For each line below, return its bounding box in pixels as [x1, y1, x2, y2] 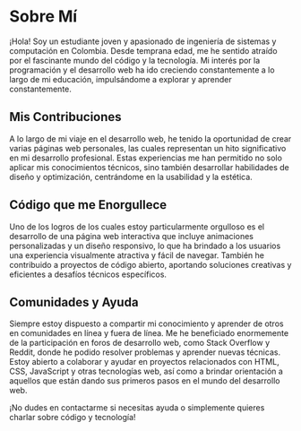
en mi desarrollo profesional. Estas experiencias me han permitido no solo [9, 152, 282, 163]
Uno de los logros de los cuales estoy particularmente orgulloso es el [9, 221, 265, 232]
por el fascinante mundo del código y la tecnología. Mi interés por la [9, 55, 261, 65]
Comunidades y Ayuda [9, 294, 139, 310]
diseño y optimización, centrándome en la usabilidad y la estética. [9, 171, 253, 182]
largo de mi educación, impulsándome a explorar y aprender [9, 73, 232, 84]
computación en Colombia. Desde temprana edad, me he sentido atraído [9, 45, 278, 56]
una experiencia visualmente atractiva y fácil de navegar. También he [9, 249, 264, 261]
